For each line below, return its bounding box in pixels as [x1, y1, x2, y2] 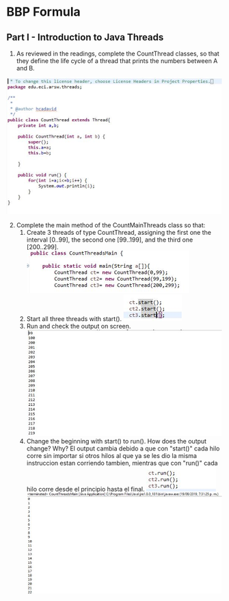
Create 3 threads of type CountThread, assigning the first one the [26, 229, 211, 237]
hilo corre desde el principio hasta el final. [26, 485, 145, 493]
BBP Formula [6, 4, 81, 20]
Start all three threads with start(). [26, 315, 122, 323]
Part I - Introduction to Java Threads [6, 31, 164, 43]
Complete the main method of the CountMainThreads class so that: [16, 221, 206, 229]
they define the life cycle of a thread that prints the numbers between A [16, 57, 218, 65]
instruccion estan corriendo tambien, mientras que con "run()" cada [26, 459, 218, 467]
